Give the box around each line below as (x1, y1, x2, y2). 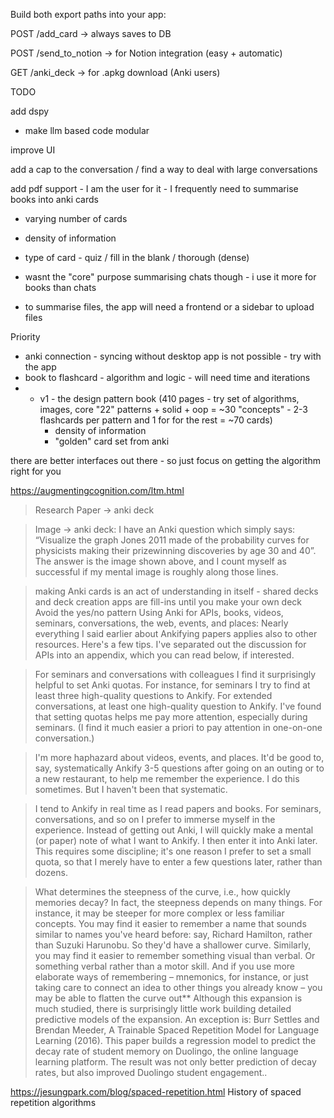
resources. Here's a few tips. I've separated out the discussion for (34, 639, 307, 650)
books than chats (24, 282, 97, 293)
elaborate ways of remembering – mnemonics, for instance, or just (34, 971, 309, 983)
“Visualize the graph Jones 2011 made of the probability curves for (34, 534, 310, 546)
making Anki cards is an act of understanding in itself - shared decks (34, 585, 319, 597)
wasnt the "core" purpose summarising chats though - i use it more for (24, 271, 317, 283)
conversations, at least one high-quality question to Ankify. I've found (34, 700, 322, 712)
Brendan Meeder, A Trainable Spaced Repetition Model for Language (34, 1024, 320, 1036)
